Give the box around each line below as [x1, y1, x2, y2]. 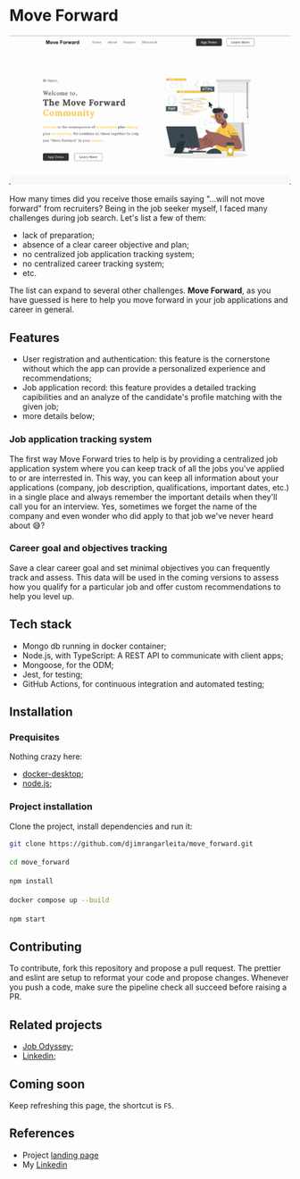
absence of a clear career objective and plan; [21, 239, 189, 250]
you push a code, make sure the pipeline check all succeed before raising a [9, 982, 287, 992]
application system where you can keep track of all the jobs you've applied [9, 463, 285, 473]
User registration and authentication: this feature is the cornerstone [21, 354, 271, 364]
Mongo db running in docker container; [21, 640, 167, 651]
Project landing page [21, 1150, 99, 1160]
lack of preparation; [21, 230, 96, 241]
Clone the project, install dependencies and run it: [9, 821, 193, 832]
